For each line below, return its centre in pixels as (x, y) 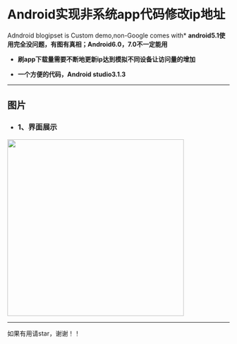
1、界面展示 (37, 127)
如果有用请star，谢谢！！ (44, 333)
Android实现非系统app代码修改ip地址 (116, 14)
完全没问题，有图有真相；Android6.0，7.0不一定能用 (90, 44)
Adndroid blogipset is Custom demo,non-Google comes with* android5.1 (114, 35)
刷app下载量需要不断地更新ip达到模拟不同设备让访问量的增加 (107, 59)
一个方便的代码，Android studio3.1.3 (72, 74)
